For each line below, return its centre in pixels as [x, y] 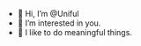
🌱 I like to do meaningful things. [74, 32]
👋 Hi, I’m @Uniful [48, 14]
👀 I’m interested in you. [59, 23]
